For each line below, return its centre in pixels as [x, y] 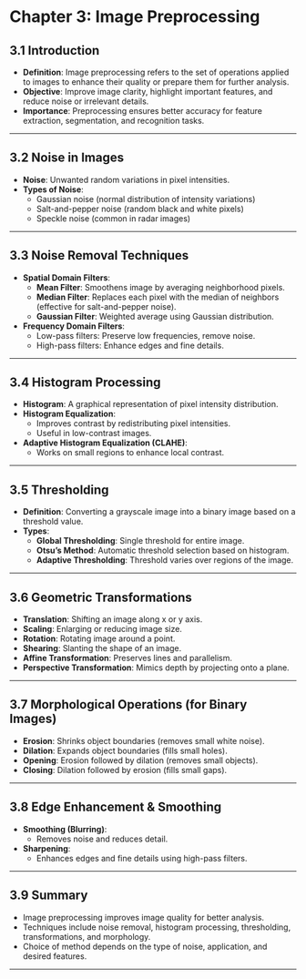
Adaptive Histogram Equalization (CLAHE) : [105, 443]
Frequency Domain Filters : [74, 326]
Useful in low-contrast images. [94, 433]
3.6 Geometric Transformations [101, 597]
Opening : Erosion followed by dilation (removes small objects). [140, 760]
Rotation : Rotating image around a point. [99, 638]
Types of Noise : [53, 189]
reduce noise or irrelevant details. [86, 101]
